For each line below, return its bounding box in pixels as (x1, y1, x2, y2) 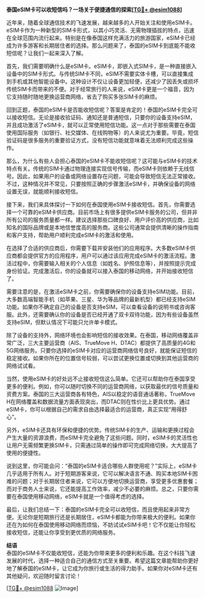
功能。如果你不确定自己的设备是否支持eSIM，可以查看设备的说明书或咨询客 (6, 303, 196, 311)
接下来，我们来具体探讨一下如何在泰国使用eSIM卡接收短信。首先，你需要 (6, 201, 190, 208)
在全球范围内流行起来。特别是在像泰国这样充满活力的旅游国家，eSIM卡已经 (6, 34, 196, 42)
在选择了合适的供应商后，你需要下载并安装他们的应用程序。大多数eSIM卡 (6, 245, 190, 251)
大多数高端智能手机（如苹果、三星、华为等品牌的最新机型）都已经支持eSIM (6, 296, 196, 303)
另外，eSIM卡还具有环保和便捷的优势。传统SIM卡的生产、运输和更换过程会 (6, 426, 195, 434)
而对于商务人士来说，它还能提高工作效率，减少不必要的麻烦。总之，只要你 (6, 485, 193, 492)
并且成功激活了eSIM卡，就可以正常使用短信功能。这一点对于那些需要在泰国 (6, 122, 196, 128)
